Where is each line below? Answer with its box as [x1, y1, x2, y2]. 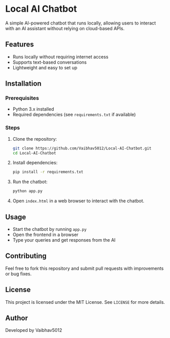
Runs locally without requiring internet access [12, 54, 109, 60]
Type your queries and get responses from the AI [12, 237, 116, 243]
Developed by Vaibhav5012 [5, 327, 62, 333]
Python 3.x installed [12, 106, 54, 112]
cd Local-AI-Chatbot [12, 150, 56, 155]
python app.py [12, 189, 43, 194]
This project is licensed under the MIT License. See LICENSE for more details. [5, 299, 165, 305]
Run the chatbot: [12, 179, 48, 185]
